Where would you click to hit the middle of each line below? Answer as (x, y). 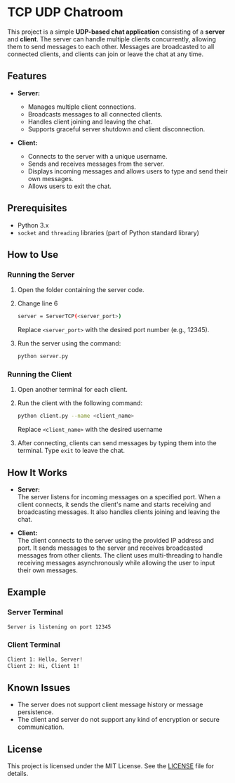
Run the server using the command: (69, 343)
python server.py (43, 356)
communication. (41, 727)
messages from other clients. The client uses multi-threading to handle (120, 555)
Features (27, 76)
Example (27, 592)
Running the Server (41, 275)
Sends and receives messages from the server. (96, 164)
